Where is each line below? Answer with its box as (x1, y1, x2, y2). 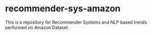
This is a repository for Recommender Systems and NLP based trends (5, 19, 147, 25)
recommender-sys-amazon (5, 3, 121, 14)
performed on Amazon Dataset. (5, 24, 69, 30)
